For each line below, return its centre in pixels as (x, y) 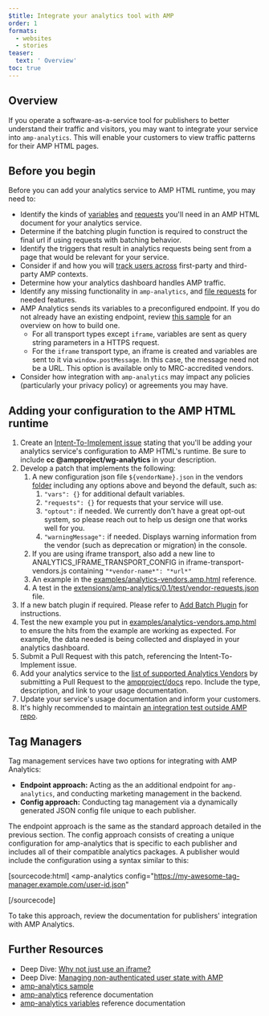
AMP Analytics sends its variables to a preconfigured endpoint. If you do (140, 309)
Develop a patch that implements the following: (98, 468)
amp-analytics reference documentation (87, 994)
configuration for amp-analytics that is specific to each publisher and (123, 843)
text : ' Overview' (47, 61)
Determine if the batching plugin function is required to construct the (134, 232)
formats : (23, 31)
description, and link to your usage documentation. (104, 691)
